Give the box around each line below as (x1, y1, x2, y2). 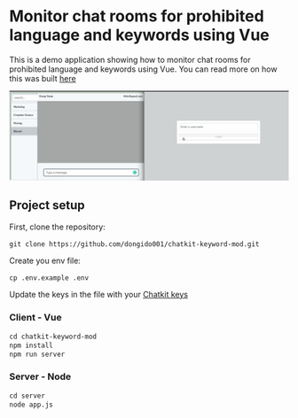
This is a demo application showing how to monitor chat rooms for (9, 54, 251, 65)
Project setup (9, 197, 86, 213)
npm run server (9, 350, 66, 359)
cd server (9, 391, 46, 400)
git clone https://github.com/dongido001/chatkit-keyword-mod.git (9, 239, 260, 249)
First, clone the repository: (9, 221, 106, 232)
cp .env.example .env (9, 273, 90, 283)
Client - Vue (9, 311, 62, 323)
